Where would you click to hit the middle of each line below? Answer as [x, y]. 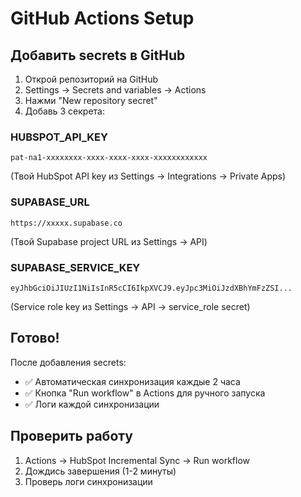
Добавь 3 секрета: [64, 111]
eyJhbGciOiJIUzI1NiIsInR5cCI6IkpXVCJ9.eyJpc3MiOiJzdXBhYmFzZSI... [151, 288]
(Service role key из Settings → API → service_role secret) [130, 306]
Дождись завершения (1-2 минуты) [100, 471]
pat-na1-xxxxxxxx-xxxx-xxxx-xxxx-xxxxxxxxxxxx [109, 158]
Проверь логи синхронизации [88, 481]
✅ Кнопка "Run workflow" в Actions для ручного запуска [145, 393]
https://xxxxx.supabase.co [66, 223]
